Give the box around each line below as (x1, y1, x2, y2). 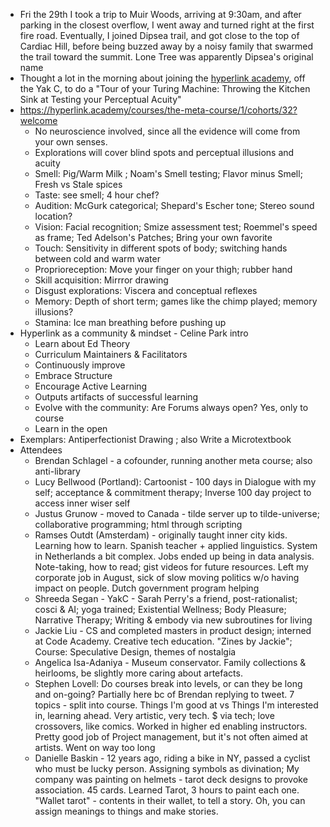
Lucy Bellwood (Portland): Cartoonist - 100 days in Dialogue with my (34, 476, 317, 488)
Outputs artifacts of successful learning (34, 391, 199, 403)
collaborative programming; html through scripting (34, 519, 243, 530)
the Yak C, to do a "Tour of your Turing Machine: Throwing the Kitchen (19, 83, 311, 94)
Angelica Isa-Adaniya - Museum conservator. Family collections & (34, 657, 307, 668)
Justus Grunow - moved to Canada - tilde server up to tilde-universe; (34, 508, 320, 519)
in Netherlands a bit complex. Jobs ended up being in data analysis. (34, 550, 315, 562)
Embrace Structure (34, 370, 113, 381)
